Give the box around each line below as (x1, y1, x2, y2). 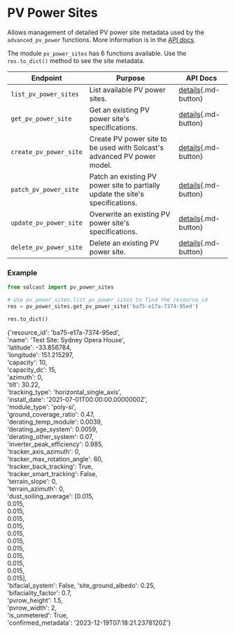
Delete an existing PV (89, 238, 159, 248)
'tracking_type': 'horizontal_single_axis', (7, 387, 122, 396)
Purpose (116, 73, 145, 83)
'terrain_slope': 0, (7, 477, 57, 485)
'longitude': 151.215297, (7, 350, 74, 359)
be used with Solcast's (89, 142, 164, 152)
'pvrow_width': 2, (7, 604, 57, 612)
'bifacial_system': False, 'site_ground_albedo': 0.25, (7, 581, 155, 590)
